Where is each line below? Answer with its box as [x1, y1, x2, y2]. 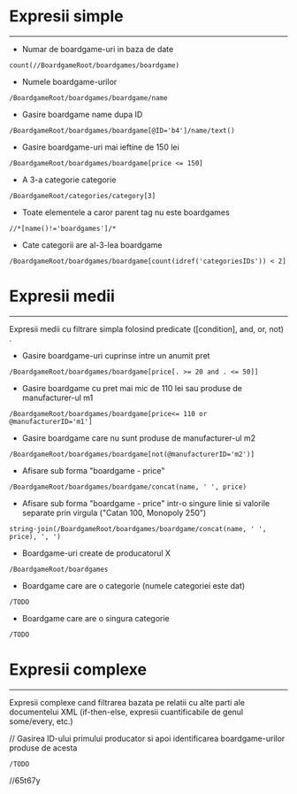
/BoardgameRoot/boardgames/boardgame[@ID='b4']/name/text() [9, 126, 236, 135]
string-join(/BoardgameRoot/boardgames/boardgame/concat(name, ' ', [9, 524, 267, 533]
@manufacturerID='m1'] [9, 417, 93, 426]
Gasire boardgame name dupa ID [21, 109, 143, 119]
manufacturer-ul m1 [21, 392, 94, 403]
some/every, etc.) [9, 715, 73, 727]
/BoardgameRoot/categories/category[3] [9, 191, 156, 200]
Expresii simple [9, 6, 124, 27]
